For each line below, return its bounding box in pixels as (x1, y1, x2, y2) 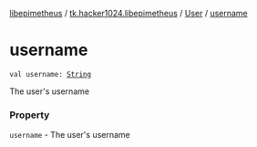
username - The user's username (9, 130, 130, 141)
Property (9, 109, 50, 121)
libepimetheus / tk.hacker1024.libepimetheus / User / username (9, 8, 248, 18)
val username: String (9, 69, 92, 79)
